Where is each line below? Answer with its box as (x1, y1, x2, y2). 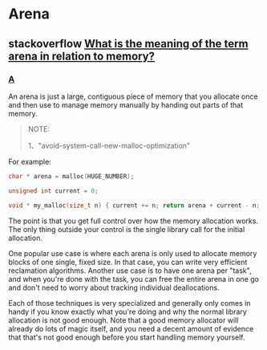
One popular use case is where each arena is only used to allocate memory (8, 248, 257, 258)
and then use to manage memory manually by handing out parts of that (8, 100, 244, 109)
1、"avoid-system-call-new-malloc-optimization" (27, 140, 191, 150)
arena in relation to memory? (8, 49, 155, 63)
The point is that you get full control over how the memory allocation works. (8, 216, 259, 226)
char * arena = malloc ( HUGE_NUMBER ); (8, 172, 135, 181)
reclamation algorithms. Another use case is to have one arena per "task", (8, 266, 252, 275)
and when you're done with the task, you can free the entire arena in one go (8, 274, 259, 283)
